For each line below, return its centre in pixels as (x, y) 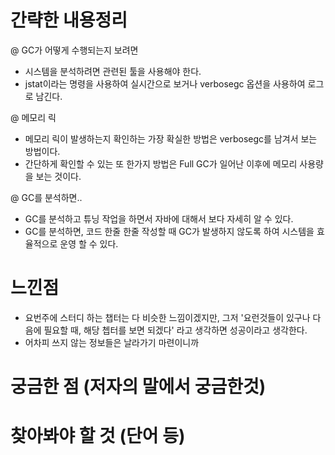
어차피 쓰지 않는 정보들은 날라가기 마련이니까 (112, 342)
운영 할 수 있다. (89, 243)
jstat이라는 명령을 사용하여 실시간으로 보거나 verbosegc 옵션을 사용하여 (165, 83)
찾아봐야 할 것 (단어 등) (98, 436)
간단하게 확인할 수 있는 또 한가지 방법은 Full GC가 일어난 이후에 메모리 (161, 163)
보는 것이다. (58, 176)
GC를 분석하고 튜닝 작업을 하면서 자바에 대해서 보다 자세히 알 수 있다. (159, 218)
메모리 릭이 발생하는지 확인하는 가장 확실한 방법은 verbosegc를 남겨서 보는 (171, 138)
